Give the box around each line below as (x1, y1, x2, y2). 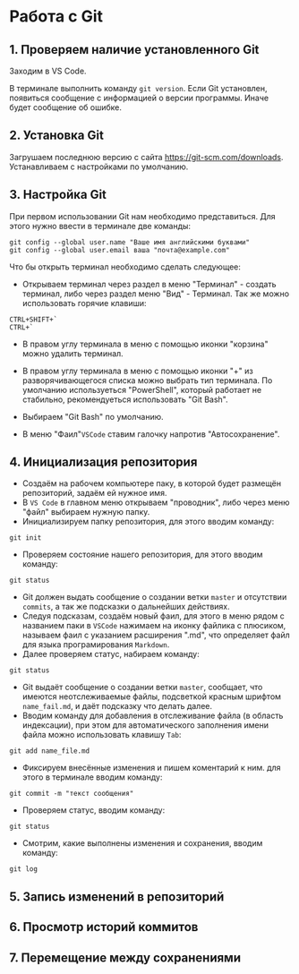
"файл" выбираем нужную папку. (21, 507, 150, 517)
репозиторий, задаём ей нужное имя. (21, 488, 167, 499)
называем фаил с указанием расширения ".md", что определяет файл (21, 629, 290, 641)
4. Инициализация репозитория (9, 455, 198, 470)
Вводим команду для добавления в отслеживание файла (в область (21, 710, 284, 722)
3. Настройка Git (9, 187, 107, 202)
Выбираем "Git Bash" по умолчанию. (21, 411, 164, 422)
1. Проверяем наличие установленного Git (9, 42, 260, 57)
